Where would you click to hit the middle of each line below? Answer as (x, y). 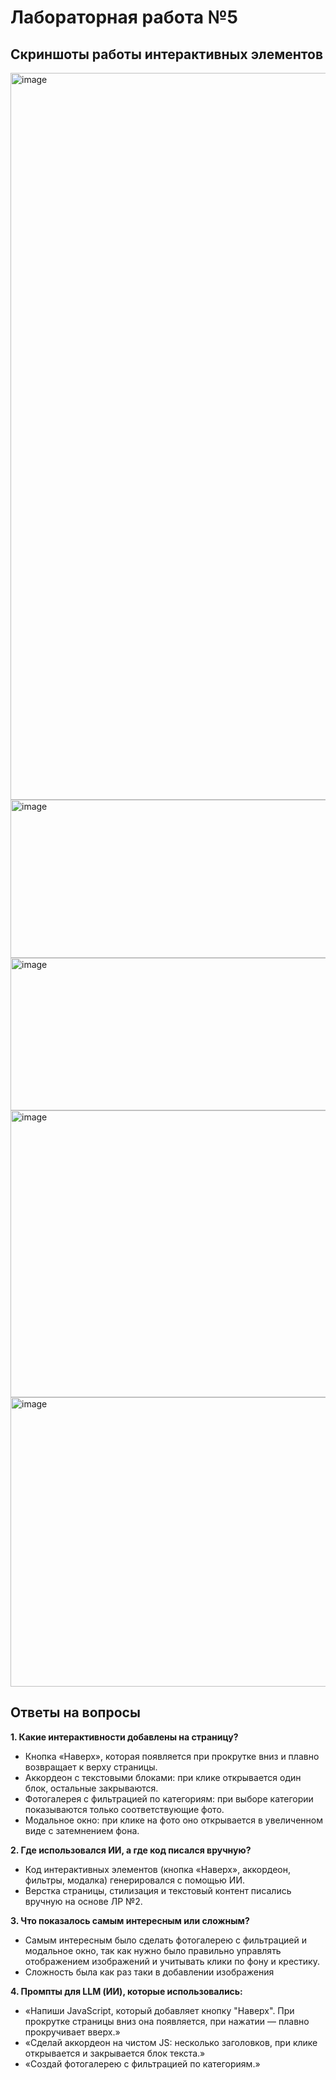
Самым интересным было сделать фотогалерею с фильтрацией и (165, 1940)
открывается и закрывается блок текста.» (115, 2053)
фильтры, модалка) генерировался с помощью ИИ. (134, 1880)
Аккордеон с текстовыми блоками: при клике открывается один (163, 1777)
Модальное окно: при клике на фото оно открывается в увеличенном (173, 1820)
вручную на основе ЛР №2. (83, 1901)
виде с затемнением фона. (82, 1830)
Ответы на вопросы (75, 1712)
